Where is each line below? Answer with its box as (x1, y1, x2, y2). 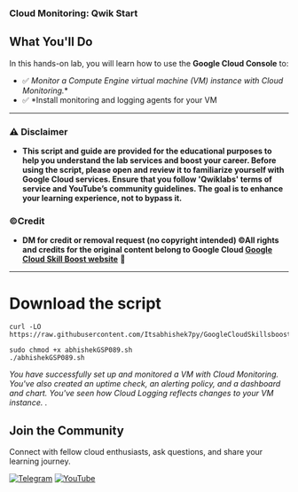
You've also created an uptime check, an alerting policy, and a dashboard (9, 379, 281, 389)
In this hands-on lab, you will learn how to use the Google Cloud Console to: (9, 58, 289, 68)
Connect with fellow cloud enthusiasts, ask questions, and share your (9, 447, 263, 457)
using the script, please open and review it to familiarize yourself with (21, 165, 285, 176)
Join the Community (9, 423, 124, 438)
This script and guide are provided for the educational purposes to (21, 145, 272, 157)
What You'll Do (9, 35, 93, 50)
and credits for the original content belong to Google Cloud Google (21, 245, 273, 255)
